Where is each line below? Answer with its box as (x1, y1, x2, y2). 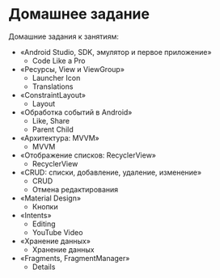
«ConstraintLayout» (19, 90, 87, 99)
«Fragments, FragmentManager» (19, 253, 130, 263)
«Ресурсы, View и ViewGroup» (19, 64, 125, 74)
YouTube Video (32, 227, 83, 237)
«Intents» (19, 210, 52, 220)
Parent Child (32, 124, 74, 134)
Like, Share (32, 116, 70, 125)
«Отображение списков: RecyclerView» (19, 150, 156, 160)
